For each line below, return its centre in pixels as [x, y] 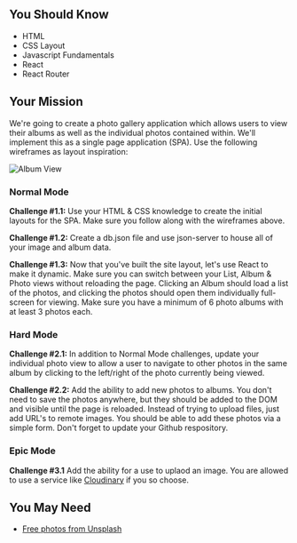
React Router [46, 74]
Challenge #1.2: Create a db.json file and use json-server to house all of [141, 237]
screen [22, 302]
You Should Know [59, 15]
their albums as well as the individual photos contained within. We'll [132, 132]
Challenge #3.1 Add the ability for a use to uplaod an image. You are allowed [149, 470]
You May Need [50, 507]
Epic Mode [32, 451]
